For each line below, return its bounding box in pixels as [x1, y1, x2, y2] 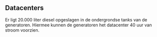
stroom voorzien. [5, 27, 40, 33]
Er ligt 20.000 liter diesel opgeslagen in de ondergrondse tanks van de [5, 17, 148, 22]
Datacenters [5, 4, 44, 12]
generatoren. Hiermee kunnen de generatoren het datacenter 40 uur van [5, 22, 152, 28]
